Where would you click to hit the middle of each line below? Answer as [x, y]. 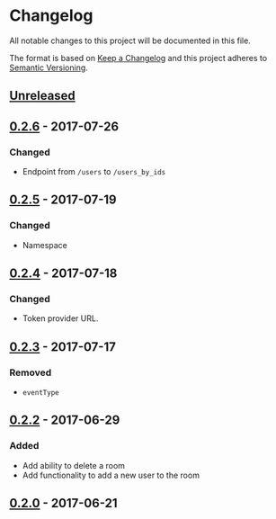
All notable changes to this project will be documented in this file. [130, 40]
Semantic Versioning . [49, 67]
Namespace [45, 245]
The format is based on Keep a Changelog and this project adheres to [138, 58]
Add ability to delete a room [74, 465]
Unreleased [43, 96]
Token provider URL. [60, 318]
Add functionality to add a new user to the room [111, 475]
